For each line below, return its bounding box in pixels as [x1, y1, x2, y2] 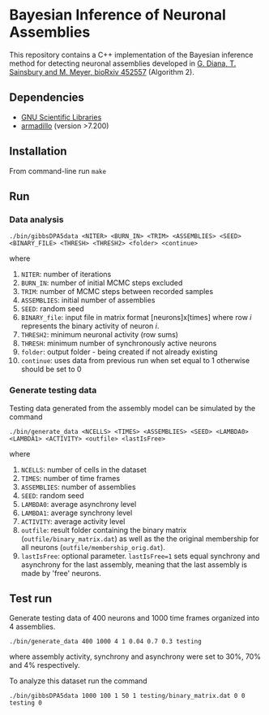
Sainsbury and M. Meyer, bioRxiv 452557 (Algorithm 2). [9, 67, 195, 76]
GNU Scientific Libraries [20, 112, 102, 122]
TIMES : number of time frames [20, 473, 121, 483]
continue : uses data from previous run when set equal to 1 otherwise [20, 356, 250, 366]
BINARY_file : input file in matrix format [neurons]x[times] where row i [20, 313, 252, 323]
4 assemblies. [9, 622, 56, 631]
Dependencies [9, 91, 84, 105]
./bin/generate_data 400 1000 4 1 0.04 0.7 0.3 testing [9, 638, 202, 646]
